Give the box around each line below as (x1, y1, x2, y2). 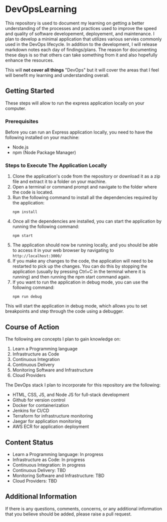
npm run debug (12, 294, 42, 299)
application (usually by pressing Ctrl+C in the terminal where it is (12, 268, 146, 274)
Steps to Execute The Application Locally (5, 161, 107, 168)
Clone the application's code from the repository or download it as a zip (12, 173, 160, 179)
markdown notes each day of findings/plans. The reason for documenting (5, 46, 157, 52)
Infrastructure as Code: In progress (12, 456, 85, 462)
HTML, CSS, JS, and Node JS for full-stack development (12, 391, 129, 398)
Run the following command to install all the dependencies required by (12, 194, 158, 200)
